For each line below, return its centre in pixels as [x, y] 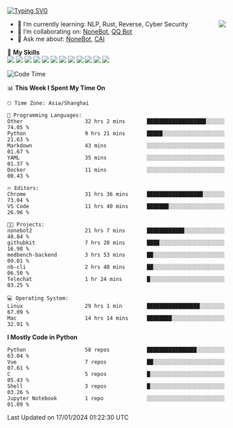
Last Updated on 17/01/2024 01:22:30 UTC [68, 417]
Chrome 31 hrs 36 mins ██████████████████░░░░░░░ [116, 194]
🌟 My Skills [24, 52]
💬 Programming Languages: [44, 115]
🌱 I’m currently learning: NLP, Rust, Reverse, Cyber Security [103, 24]
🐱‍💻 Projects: [26, 225]
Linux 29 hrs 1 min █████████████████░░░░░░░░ [116, 306]
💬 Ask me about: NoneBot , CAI [61, 39]
